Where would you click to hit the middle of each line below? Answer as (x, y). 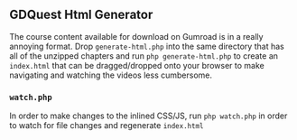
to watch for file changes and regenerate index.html (107, 126)
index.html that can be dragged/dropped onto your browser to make (137, 65)
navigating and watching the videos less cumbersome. (111, 75)
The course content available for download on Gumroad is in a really (136, 36)
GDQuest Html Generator (81, 15)
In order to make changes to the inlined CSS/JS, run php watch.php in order (148, 116)
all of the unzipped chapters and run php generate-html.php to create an (144, 56)
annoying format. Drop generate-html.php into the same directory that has (147, 46)
